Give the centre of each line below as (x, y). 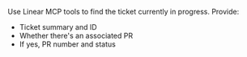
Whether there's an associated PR (76, 36)
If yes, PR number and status (68, 44)
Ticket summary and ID (58, 27)
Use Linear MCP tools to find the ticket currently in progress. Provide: (123, 12)
